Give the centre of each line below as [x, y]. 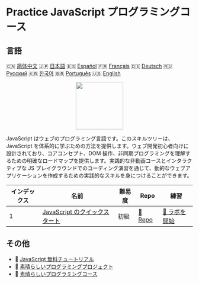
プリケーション [24, 176]
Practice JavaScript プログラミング [93, 12]
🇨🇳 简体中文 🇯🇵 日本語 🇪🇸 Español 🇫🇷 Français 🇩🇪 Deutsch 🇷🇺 [89, 66]
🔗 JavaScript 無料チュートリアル [54, 259]
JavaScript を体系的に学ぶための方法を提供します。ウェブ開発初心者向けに [97, 146]
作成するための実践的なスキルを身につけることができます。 [120, 176]
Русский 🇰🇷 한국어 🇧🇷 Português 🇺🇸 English [64, 73]
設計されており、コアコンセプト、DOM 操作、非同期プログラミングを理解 [96, 153]
